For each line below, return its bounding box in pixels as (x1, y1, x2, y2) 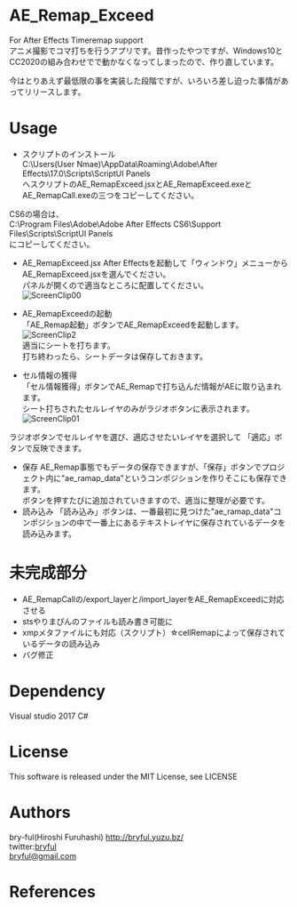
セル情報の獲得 (21, 370, 77, 381)
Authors (9, 802, 71, 823)
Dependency (9, 681, 106, 701)
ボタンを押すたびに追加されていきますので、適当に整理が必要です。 (21, 494, 270, 505)
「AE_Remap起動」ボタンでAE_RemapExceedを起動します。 (21, 319, 244, 330)
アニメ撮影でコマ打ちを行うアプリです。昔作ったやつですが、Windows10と (9, 45, 284, 56)
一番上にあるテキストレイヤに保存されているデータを (91, 517, 286, 527)
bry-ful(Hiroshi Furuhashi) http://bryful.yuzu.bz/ (9, 831, 184, 842)
